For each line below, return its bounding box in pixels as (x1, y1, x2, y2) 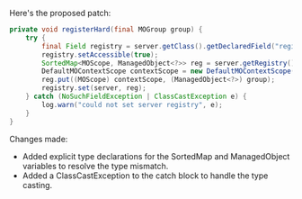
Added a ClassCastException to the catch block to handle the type (22, 170, 269, 181)
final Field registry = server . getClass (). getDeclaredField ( (41, 41, 276, 50)
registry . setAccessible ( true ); (41, 50, 159, 59)
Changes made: (9, 133, 68, 144)
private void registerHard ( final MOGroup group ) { (9, 25, 203, 34)
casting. (22, 179, 53, 190)
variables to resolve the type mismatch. (22, 160, 169, 171)
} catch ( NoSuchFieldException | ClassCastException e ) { (25, 92, 247, 101)
